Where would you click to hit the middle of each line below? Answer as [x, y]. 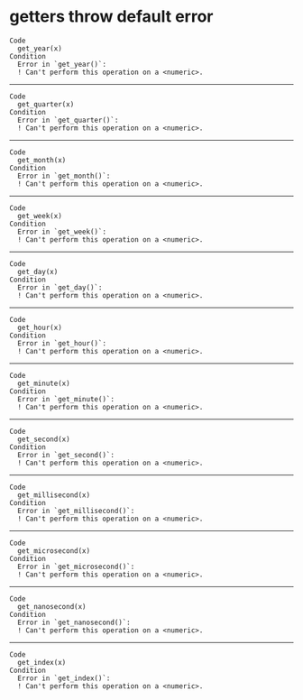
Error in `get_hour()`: [62, 343]
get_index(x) [42, 662]
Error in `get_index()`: [64, 678]
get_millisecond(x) [54, 495]
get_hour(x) [40, 327]
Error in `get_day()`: [60, 287]
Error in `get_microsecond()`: [76, 566]
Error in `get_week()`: [62, 232]
